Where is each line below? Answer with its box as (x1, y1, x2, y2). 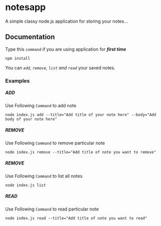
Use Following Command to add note (5, 102, 76, 108)
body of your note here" (5, 116, 57, 122)
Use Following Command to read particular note (5, 206, 99, 212)
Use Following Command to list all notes (5, 173, 83, 179)
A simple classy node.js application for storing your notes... (5, 18, 128, 24)
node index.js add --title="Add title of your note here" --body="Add (5, 112, 156, 117)
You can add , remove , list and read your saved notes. (5, 64, 116, 70)
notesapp (5, 2, 46, 13)
